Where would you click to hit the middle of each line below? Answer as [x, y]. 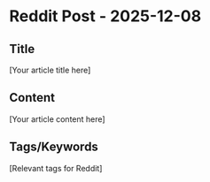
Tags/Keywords [54, 147]
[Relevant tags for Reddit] [56, 168]
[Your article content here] [57, 119]
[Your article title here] [50, 70]
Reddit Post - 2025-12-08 [105, 16]
